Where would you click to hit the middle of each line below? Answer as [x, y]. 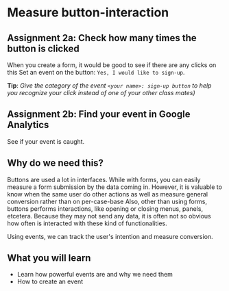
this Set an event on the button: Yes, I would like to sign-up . [96, 72]
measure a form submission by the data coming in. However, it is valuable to [115, 187]
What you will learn [49, 258]
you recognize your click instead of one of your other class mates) [101, 93]
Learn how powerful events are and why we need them [95, 275]
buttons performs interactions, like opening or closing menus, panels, [105, 208]
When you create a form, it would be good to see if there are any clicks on [112, 65]
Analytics [28, 125]
